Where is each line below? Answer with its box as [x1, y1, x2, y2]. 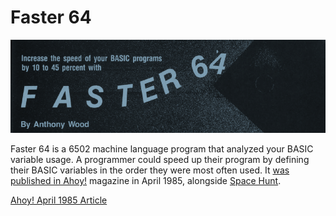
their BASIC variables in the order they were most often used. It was [10, 164, 290, 176]
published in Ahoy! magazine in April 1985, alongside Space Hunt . [10, 175, 282, 187]
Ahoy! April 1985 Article [10, 194, 108, 206]
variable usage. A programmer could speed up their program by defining [10, 154, 310, 166]
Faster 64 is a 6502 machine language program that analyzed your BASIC [10, 143, 314, 155]
